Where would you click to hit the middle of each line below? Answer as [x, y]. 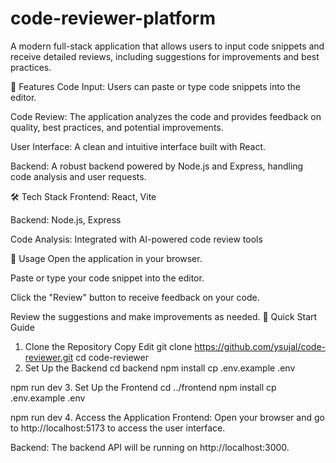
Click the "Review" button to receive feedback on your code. [135, 297]
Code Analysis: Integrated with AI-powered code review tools [136, 239]
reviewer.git [49, 357]
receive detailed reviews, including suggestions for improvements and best [165, 56]
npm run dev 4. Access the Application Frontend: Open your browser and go [167, 417]
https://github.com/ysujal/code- [260, 346]
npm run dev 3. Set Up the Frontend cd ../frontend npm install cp [143, 387]
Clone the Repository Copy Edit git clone [108, 346]
